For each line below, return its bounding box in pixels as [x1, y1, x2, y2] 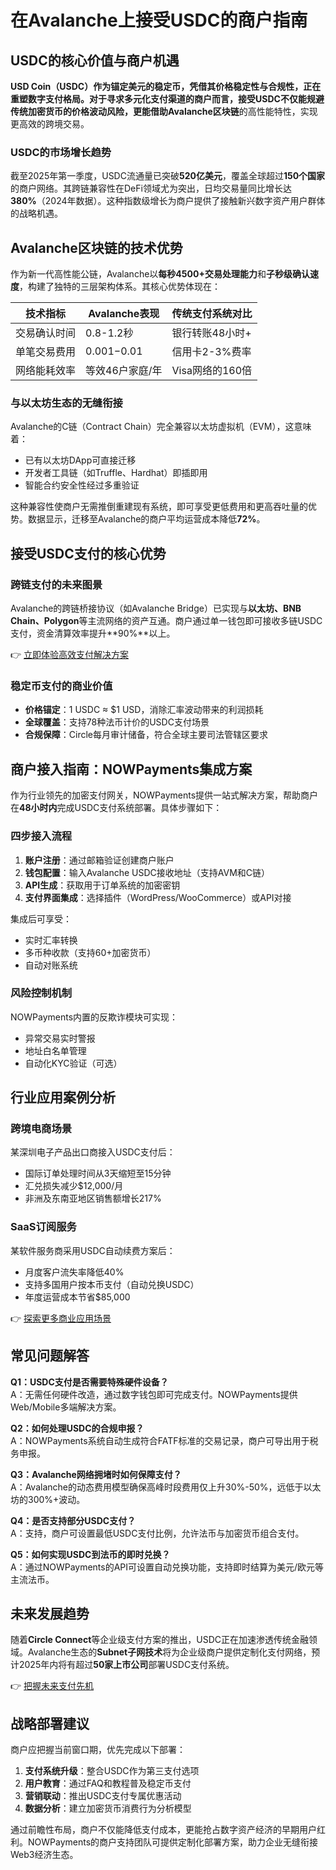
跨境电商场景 [10, 1122, 73, 1136]
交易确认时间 [15, 326, 77, 340]
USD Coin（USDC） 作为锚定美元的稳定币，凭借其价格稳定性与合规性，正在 [10, 81, 322, 92]
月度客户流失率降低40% [24, 1266, 125, 1278]
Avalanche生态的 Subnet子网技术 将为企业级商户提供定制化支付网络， [27, 1646, 312, 1658]
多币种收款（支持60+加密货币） [24, 946, 157, 958]
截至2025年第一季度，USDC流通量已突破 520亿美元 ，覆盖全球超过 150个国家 [10, 170, 326, 182]
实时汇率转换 [24, 934, 78, 946]
